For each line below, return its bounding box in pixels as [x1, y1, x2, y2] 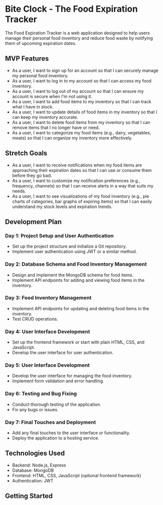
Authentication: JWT [12, 478, 54, 484]
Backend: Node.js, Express [12, 462, 67, 468]
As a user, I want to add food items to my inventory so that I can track [12, 99, 152, 105]
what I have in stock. [12, 104, 54, 109]
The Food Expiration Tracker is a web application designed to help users [5, 30, 150, 36]
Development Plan [5, 217, 62, 226]
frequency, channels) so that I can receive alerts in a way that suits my [12, 183, 154, 189]
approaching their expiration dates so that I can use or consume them [12, 167, 152, 173]
